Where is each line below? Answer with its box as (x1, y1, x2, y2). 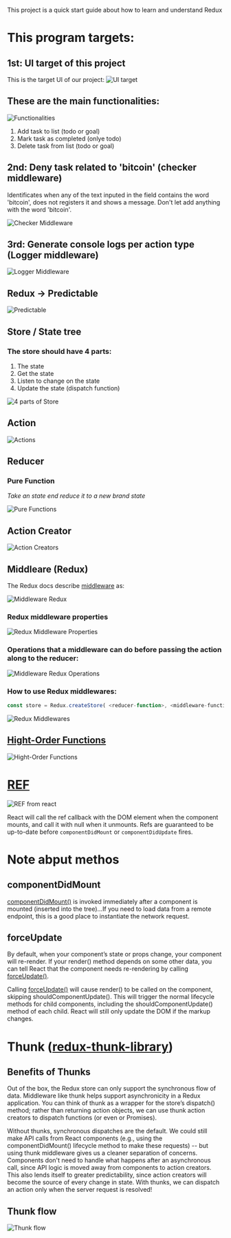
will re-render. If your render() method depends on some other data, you (7, 957, 212, 966)
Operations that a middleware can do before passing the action (7, 645, 222, 655)
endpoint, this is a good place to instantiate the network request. (7, 912, 190, 920)
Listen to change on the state (16, 377, 100, 385)
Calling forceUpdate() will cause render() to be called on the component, (7, 985, 213, 994)
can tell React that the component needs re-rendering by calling (7, 965, 189, 973)
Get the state (16, 369, 54, 377)
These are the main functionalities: (7, 96, 160, 107)
